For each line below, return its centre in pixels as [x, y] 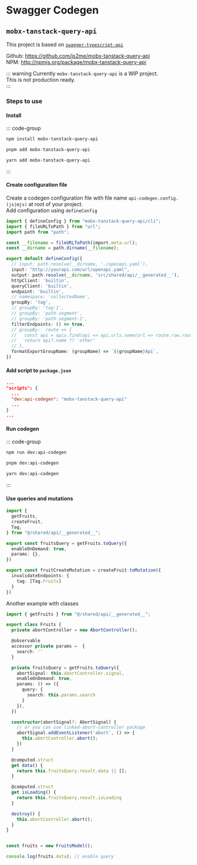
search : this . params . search [61, 695]
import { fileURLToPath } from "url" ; [53, 227]
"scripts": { [22, 388]
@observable [26, 641]
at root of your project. [56, 204]
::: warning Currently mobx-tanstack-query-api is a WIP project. [82, 73]
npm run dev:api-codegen [36, 453]
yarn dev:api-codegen [33, 474]
